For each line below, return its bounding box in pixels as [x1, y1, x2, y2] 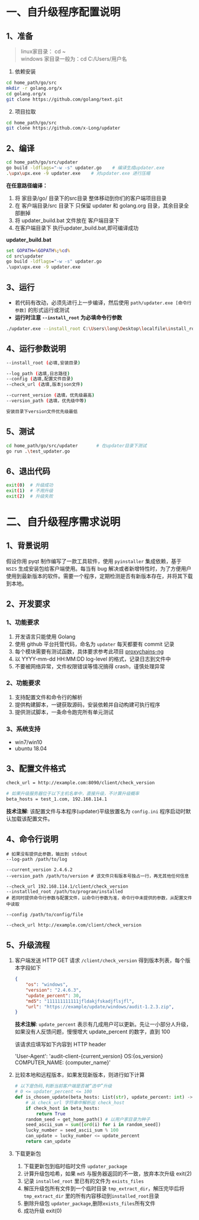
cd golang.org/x [6, 90, 46, 97]
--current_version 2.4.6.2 [6, 867, 73, 873]
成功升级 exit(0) [23, 1207, 62, 1214]
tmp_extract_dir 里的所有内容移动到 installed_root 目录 [23, 1192, 160, 1199]
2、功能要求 [6, 679, 41, 687]
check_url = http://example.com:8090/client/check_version [6, 779, 155, 785]
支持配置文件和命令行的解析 [14, 693, 83, 700]
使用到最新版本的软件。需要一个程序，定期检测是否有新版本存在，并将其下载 [6, 572, 193, 580]
